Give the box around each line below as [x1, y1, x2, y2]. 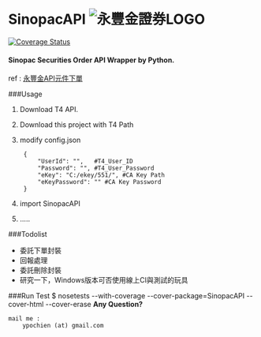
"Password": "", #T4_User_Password [37, 164, 155, 173]
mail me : [8, 315, 41, 323]
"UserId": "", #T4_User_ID [37, 158, 133, 166]
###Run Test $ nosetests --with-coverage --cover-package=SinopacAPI [8, 291, 245, 301]
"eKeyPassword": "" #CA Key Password [37, 178, 162, 186]
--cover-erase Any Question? [45, 300, 144, 309]
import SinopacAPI [19, 199, 80, 208]
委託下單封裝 [19, 245, 62, 256]
